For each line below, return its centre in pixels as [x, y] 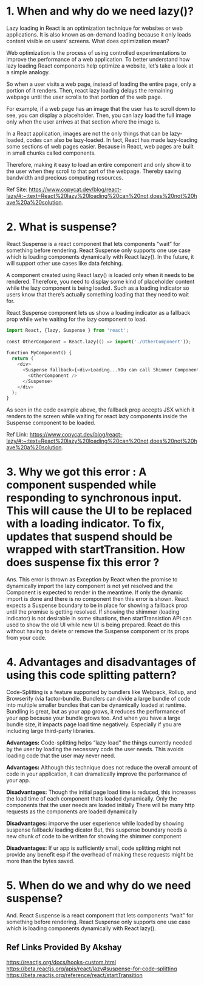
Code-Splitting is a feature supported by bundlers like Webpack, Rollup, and [101, 692]
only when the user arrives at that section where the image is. [83, 121]
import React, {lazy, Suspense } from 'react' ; [68, 330]
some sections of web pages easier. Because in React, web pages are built [100, 146]
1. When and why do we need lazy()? [100, 11]
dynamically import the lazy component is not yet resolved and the [90, 586]
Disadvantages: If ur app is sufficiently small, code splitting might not [93, 848]
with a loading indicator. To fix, [86, 524]
